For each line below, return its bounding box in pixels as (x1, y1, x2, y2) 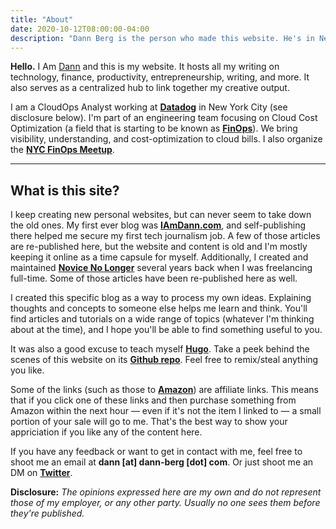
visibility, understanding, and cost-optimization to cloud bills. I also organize (10, 133, 323, 145)
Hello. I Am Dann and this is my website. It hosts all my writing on (10, 61, 280, 73)
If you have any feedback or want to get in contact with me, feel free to (10, 446, 303, 458)
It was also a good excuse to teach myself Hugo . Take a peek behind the (10, 343, 310, 355)
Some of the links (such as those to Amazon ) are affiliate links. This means (10, 384, 319, 396)
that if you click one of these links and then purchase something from (10, 394, 297, 406)
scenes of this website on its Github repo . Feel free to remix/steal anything (10, 354, 319, 366)
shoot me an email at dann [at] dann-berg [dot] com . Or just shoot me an (10, 456, 314, 468)
